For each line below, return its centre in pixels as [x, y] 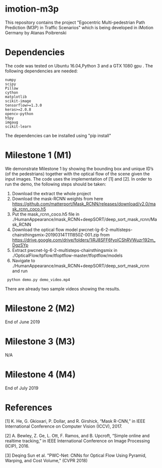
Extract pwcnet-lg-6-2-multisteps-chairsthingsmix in [65, 250]
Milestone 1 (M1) [38, 155]
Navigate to [23, 260]
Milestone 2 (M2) [40, 308]
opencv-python [19, 114]
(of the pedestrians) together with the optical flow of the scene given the [77, 174]
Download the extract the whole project [51, 193]
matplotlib [16, 97]
